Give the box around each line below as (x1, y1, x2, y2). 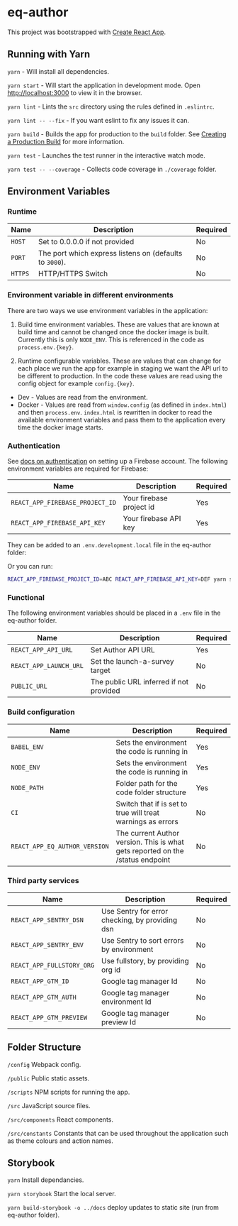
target (90, 665, 111, 675)
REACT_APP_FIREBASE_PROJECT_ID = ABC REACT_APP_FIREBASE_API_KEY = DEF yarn (7, 576, 227, 583)
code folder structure (115, 787, 186, 797)
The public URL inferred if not (90, 677, 189, 687)
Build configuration (7, 707, 76, 717)
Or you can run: (7, 562, 53, 571)
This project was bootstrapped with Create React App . (7, 28, 166, 36)
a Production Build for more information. (7, 137, 125, 146)
